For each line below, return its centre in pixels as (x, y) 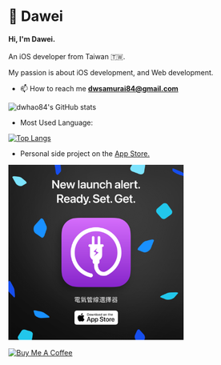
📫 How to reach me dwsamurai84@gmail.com (99, 89)
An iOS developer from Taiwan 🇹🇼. (67, 57)
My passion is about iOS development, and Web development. (111, 73)
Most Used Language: (56, 122)
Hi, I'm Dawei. (32, 38)
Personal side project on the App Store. (85, 154)
